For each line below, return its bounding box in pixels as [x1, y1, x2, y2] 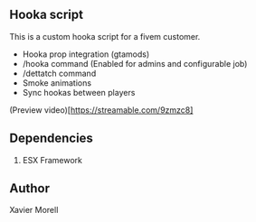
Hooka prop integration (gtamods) [22, 49, 150, 60]
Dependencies [9, 131, 93, 146]
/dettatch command [22, 68, 97, 79]
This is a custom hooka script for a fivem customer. [9, 31, 201, 42]
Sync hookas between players [22, 87, 136, 97]
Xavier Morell [9, 205, 59, 216]
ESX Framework [22, 154, 83, 165]
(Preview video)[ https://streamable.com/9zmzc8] [9, 104, 194, 116]
